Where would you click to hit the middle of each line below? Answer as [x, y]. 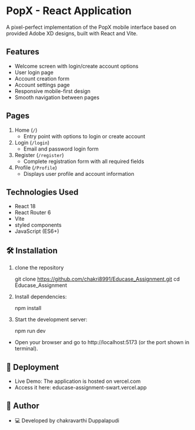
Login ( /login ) [32, 142]
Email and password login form [61, 149]
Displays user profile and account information [79, 174]
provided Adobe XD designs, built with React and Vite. [72, 33]
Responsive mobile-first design [52, 91]
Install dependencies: [41, 297]
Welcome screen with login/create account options [76, 66]
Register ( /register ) [39, 155]
